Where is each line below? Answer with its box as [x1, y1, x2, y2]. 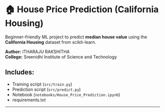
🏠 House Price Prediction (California [5, 4, 159, 15]
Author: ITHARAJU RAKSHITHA [5, 49, 70, 55]
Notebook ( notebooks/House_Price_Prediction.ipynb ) [12, 91, 120, 97]
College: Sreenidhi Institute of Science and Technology [5, 54, 117, 59]
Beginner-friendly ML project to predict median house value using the [5, 34, 147, 40]
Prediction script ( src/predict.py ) [12, 86, 81, 92]
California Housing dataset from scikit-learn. [5, 39, 97, 45]
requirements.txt [12, 97, 46, 103]
